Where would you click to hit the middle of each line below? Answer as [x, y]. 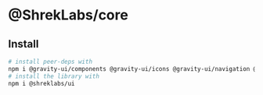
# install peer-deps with [50, 62]
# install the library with [54, 76]
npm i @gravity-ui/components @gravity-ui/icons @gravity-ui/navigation [129, 69]
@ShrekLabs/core [68, 15]
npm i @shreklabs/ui [42, 83]
